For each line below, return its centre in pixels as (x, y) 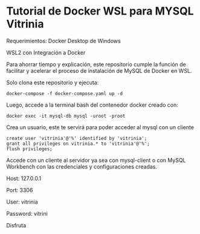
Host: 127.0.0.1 (24, 178)
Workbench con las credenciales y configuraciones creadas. (82, 166)
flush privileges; (29, 149)
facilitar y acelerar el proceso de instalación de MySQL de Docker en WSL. (99, 70)
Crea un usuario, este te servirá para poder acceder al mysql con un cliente (100, 127)
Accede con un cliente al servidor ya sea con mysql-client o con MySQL (96, 160)
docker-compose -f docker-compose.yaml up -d (64, 93)
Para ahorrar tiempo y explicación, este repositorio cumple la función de (96, 64)
